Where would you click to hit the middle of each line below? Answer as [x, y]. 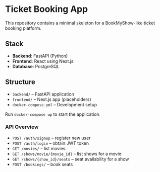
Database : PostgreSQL [36, 66]
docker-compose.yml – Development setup [54, 104]
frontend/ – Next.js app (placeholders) [52, 99]
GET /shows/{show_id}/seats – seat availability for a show [71, 159]
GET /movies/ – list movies [39, 148]
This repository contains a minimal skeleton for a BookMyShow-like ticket [80, 23]
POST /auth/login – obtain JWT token [51, 143]
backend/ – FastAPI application [43, 94]
